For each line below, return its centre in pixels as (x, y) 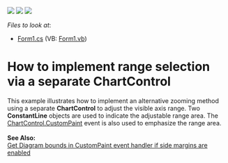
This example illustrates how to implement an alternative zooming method (113, 100)
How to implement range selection (109, 67)
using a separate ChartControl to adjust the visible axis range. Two (104, 108)
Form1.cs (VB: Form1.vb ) (52, 39)
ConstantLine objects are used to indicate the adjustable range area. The (113, 116)
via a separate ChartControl (89, 82)
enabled (19, 153)
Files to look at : (29, 25)
